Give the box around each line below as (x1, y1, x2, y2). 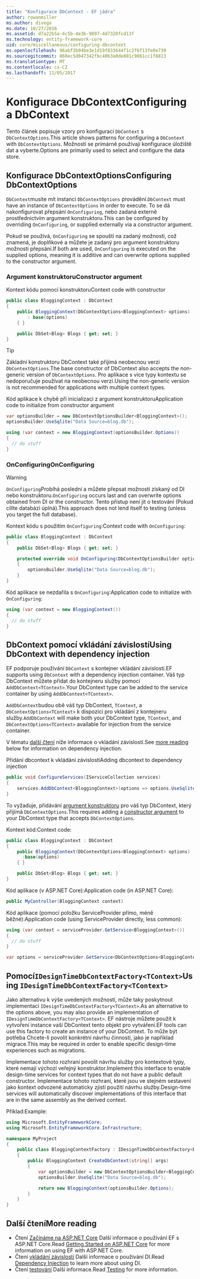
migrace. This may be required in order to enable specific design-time (6, 1040, 177, 1047)
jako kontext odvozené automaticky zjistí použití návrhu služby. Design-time (6, 1083, 192, 1091)
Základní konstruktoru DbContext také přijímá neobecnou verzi (6, 358, 160, 366)
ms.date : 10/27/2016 (6, 25, 58, 32)
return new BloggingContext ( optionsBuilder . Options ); (37, 1185, 174, 1191)
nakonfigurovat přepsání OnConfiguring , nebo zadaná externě (6, 208, 157, 215)
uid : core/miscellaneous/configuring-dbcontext (6, 42, 127, 48)
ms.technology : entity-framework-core (6, 36, 102, 42)
